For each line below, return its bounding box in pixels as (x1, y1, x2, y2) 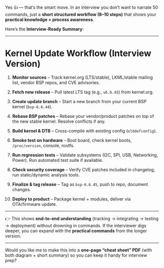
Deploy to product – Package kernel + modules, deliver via (12, 196, 131, 202)
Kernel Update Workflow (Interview (5, 48, 151, 59)
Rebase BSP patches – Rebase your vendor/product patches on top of (12, 113, 154, 119)
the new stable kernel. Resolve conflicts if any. (12, 118, 106, 124)
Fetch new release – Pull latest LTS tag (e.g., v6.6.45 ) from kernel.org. (12, 89, 154, 95)
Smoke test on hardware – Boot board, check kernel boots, (12, 137, 132, 143)
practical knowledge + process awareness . (5, 17, 94, 22)
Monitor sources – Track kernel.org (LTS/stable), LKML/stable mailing (12, 74, 153, 80)
